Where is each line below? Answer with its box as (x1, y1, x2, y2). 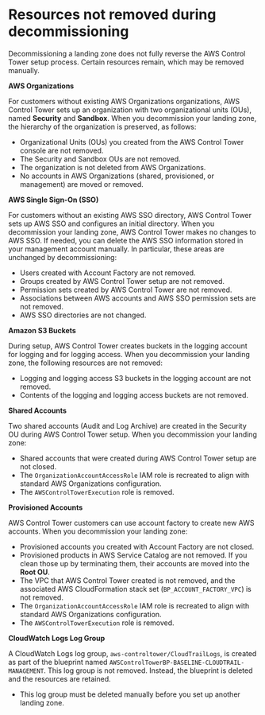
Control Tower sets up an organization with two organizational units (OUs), (8, 105, 252, 115)
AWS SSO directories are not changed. (19, 310, 147, 320)
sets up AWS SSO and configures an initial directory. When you (8, 219, 215, 228)
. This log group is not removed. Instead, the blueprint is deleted (43, 666, 253, 675)
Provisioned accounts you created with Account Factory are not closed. (19, 542, 255, 551)
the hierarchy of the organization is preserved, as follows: (8, 122, 197, 131)
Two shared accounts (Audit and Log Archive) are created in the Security (8, 421, 248, 430)
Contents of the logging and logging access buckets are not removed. (19, 390, 248, 399)
